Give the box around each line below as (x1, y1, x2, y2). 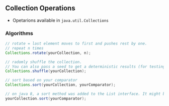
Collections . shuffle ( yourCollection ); (5, 68, 87, 74)
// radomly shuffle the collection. (5, 59, 82, 64)
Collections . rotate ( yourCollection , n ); (5, 50, 92, 55)
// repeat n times (5, 45, 44, 50)
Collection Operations (5, 4, 75, 12)
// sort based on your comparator (5, 77, 78, 83)
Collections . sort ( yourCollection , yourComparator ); (5, 82, 116, 87)
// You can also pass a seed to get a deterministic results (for (5, 64, 147, 69)
